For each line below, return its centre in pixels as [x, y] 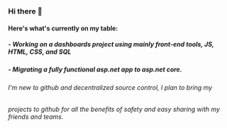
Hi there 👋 [26, 11]
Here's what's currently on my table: [63, 28]
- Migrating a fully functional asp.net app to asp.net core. [95, 69]
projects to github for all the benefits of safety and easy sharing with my [114, 110]
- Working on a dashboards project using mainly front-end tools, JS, [111, 45]
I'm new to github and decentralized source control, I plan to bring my [110, 87]
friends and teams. [36, 117]
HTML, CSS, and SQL [40, 52]
